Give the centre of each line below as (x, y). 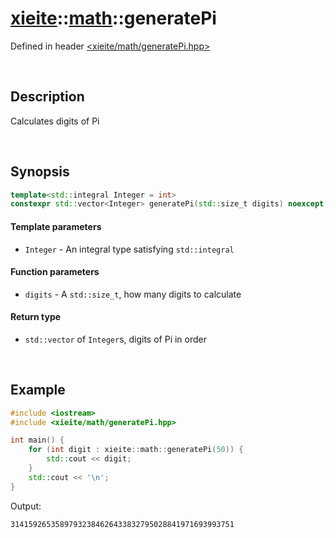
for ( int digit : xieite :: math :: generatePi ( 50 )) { (136, 450)
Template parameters (56, 226)
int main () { (37, 440)
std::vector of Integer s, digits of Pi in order (116, 339)
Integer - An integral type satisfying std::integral (129, 249)
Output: (26, 506)
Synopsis (40, 172)
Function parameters (55, 272)
